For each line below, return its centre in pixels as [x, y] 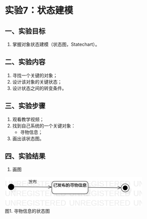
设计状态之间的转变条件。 [39, 88]
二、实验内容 [25, 62]
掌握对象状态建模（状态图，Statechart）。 [56, 44]
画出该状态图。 [28, 138]
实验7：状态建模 [39, 11]
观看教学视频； [28, 119]
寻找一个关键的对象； [35, 75]
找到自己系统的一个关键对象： [44, 126]
